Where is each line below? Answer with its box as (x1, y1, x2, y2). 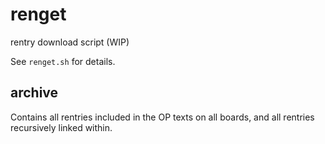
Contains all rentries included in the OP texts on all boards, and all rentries (10, 111, 315, 123)
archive (10, 84, 59, 102)
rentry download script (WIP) (10, 36, 130, 48)
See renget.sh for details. (10, 55, 116, 67)
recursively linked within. (10, 121, 113, 133)
